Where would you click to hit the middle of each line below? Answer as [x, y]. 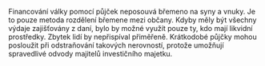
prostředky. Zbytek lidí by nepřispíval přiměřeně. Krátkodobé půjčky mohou [133, 37]
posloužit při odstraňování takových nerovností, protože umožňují [116, 45]
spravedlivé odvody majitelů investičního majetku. [90, 54]
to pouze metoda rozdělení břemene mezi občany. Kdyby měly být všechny [132, 20]
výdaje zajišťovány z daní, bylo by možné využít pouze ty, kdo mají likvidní [130, 28]
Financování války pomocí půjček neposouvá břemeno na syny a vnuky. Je [132, 12]
